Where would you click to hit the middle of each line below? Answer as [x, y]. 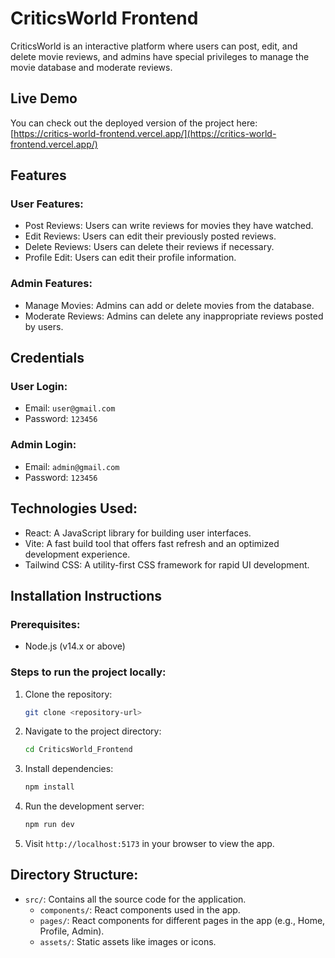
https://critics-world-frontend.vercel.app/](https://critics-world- [145, 133]
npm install [49, 787]
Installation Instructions [86, 595]
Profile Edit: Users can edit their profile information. [130, 258]
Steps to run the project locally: [88, 672]
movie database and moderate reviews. [91, 67]
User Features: [47, 204]
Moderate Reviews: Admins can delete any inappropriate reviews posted [174, 316]
